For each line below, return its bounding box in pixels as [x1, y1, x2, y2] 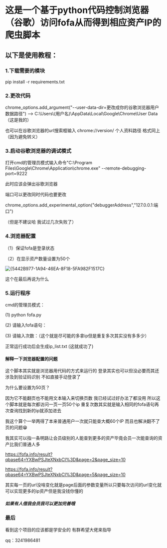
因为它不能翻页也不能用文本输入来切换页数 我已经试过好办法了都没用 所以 [5, 395, 156, 401]
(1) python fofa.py [5, 312, 41, 318]
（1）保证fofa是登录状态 [5, 245, 55, 251]
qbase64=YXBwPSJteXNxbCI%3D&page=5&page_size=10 [5, 472, 126, 478]
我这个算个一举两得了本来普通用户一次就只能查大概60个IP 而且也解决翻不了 [5, 418, 161, 424]
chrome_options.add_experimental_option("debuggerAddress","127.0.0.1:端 [5, 202, 159, 208]
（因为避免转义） [5, 134, 40, 140]
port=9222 [5, 171, 27, 177]
